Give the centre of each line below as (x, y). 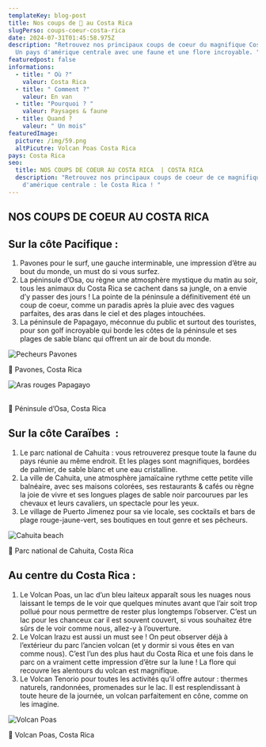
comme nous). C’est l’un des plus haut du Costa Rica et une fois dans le (137, 654)
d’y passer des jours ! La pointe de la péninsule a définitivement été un (135, 296)
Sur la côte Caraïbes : (64, 434)
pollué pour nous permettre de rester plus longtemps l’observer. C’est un (138, 612)
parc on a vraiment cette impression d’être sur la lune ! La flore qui (128, 661)
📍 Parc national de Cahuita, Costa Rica (71, 551)
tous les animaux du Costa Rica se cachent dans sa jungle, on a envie (133, 288)
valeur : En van (47, 97)
